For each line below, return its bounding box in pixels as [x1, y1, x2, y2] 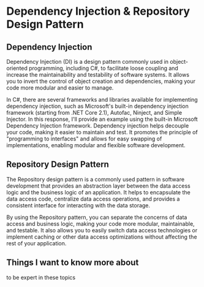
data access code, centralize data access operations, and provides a [6, 195, 180, 202]
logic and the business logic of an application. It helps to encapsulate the [6, 188, 191, 196]
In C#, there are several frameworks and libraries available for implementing [6, 96, 198, 103]
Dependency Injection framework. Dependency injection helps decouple [6, 122, 189, 129]
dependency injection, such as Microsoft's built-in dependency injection [6, 102, 189, 110]
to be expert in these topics [6, 274, 75, 281]
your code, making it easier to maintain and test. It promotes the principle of [6, 129, 198, 136]
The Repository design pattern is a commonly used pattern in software [6, 175, 185, 183]
